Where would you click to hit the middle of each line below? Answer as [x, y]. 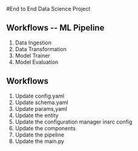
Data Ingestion [33, 43]
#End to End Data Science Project [48, 9]
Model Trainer [32, 55]
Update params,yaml [41, 108]
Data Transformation [41, 49]
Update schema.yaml [41, 102]
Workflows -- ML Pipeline [55, 28]
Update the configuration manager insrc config [74, 122]
